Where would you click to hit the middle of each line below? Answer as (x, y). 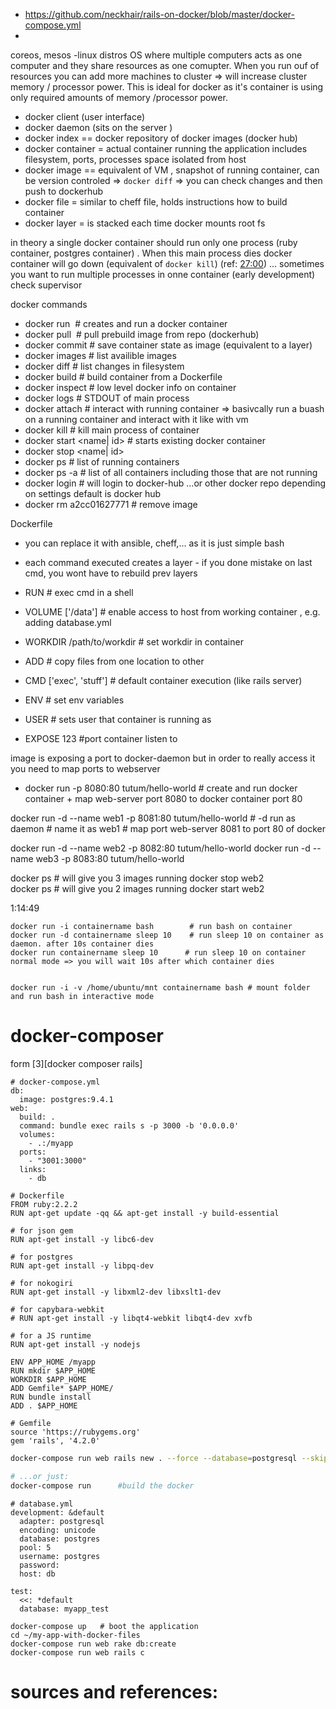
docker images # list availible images (100, 355)
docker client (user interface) (85, 117)
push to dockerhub (64, 191)
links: (33, 1169)
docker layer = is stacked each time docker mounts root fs (145, 223)
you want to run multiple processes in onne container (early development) (163, 274)
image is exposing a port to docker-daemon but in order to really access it (163, 758)
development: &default (57, 1512)
